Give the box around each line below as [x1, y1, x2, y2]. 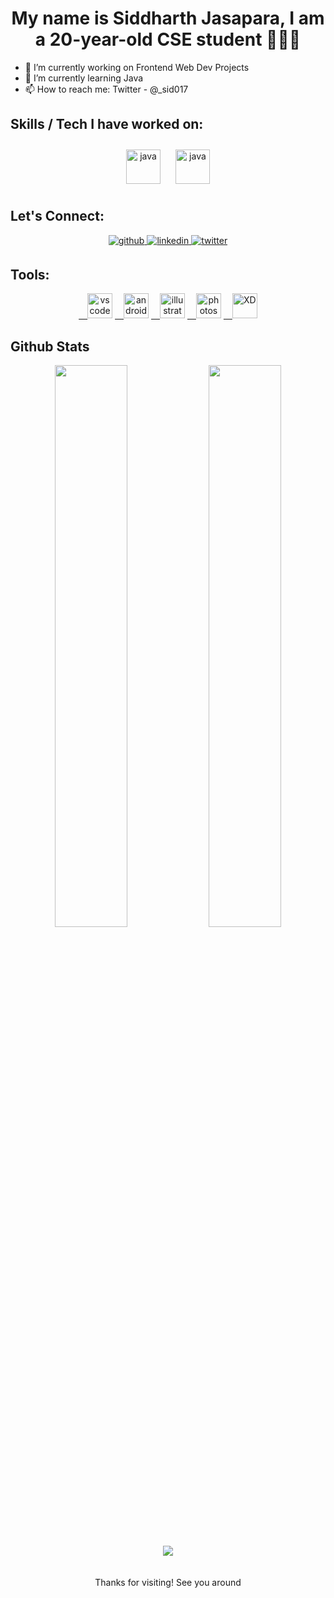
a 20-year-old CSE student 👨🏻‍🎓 [34, 28, 302, 51]
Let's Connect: [10, 208, 105, 225]
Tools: [10, 266, 50, 283]
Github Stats [10, 338, 90, 355]
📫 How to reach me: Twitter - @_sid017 [24, 83, 189, 95]
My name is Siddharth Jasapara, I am [11, 7, 325, 30]
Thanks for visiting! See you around [94, 1577, 242, 1589]
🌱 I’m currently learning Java [24, 72, 144, 84]
